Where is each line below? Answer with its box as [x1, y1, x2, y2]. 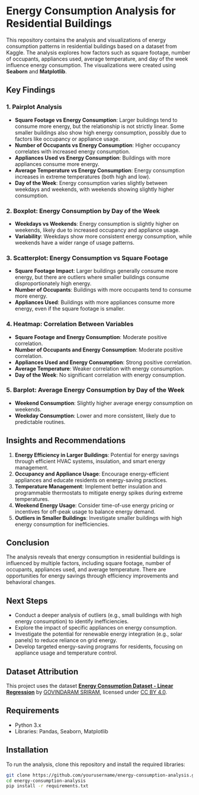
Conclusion [6, 538, 50, 548]
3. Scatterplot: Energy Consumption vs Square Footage [6, 254, 169, 262]
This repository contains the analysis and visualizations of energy [6, 36, 166, 43]
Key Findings [6, 85, 56, 95]
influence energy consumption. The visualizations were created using [6, 61, 176, 69]
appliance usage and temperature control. [14, 649, 117, 656]
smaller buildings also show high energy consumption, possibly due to [14, 129, 187, 136]
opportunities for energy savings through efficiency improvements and [6, 572, 179, 579]
